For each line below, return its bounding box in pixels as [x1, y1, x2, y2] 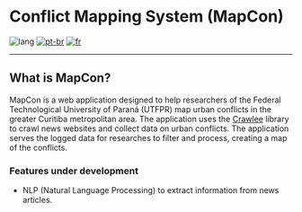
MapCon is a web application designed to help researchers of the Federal [9, 94, 281, 105]
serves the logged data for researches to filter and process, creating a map [9, 132, 288, 143]
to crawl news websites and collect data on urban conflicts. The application [9, 123, 289, 134]
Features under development [9, 164, 139, 177]
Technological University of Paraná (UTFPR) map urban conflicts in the [9, 103, 272, 114]
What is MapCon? [9, 70, 111, 86]
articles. [22, 195, 53, 206]
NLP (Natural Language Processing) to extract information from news [22, 185, 280, 196]
